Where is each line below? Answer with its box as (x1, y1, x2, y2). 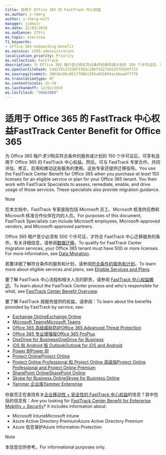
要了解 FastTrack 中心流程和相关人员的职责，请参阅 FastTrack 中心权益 (5, 276, 150, 282)
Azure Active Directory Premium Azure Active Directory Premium (12, 418, 143, 424)
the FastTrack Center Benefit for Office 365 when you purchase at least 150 (5, 171, 160, 177)
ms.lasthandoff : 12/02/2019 (5, 85, 63, 91)
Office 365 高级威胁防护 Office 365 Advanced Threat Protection (12, 325, 142, 331)
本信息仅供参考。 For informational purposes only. (5, 444, 106, 450)
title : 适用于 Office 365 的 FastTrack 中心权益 (5, 7, 101, 12)
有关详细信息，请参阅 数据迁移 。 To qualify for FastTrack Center (13, 240, 142, 246)
